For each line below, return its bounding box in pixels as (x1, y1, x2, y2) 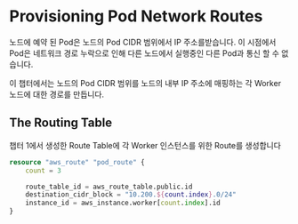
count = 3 (25, 166, 62, 175)
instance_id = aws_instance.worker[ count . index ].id (25, 198, 221, 208)
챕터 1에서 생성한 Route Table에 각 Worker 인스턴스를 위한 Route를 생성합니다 (9, 140, 282, 150)
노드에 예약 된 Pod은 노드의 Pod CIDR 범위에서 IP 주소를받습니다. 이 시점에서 (9, 36, 277, 47)
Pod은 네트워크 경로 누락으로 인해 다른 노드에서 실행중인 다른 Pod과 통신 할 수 (9, 47, 280, 59)
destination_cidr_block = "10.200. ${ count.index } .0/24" (25, 190, 238, 199)
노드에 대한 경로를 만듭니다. (9, 89, 105, 100)
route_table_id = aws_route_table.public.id (25, 182, 193, 191)
